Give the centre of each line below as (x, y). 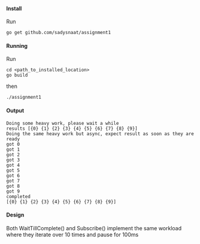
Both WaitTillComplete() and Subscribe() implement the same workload (94, 228)
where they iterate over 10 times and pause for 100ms (72, 234)
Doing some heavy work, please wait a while (63, 123)
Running (17, 45)
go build (17, 75)
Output (15, 110)
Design (15, 215)
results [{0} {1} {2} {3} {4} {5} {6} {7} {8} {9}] (72, 129)
